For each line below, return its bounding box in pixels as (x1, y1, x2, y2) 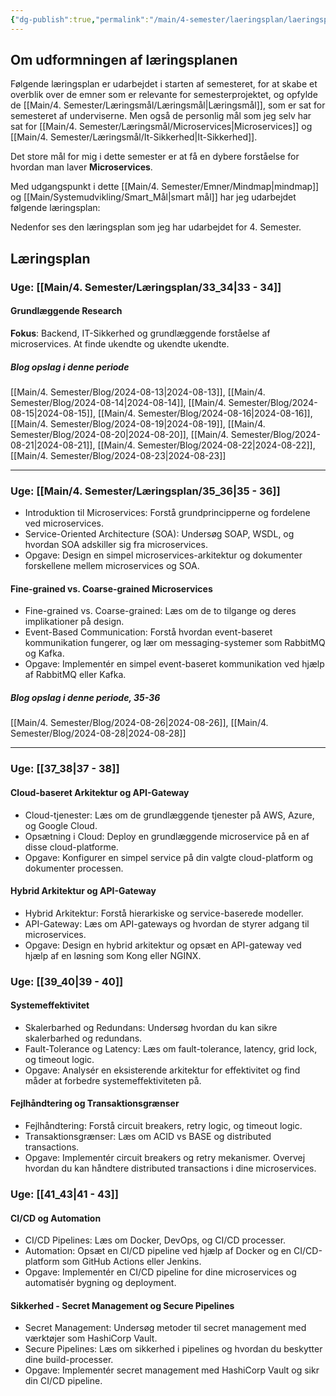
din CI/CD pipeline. (24, 1375, 103, 1387)
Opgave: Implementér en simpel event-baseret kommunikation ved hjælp (24, 658, 325, 670)
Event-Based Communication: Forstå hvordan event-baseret (24, 626, 273, 638)
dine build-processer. (24, 1354, 114, 1366)
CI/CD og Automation (10, 1212, 102, 1224)
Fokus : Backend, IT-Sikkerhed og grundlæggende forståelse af (10, 327, 271, 339)
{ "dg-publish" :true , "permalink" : (10, 14, 150, 25)
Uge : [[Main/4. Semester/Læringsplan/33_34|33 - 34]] (10, 280, 282, 294)
